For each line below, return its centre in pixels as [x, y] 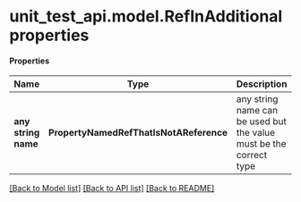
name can [257, 111]
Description [262, 84]
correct [251, 156]
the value [256, 133]
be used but [261, 122]
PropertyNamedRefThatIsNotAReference [138, 133]
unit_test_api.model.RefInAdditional [146, 17]
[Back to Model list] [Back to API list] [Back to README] [112, 189]
